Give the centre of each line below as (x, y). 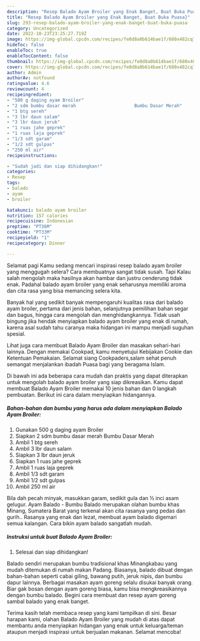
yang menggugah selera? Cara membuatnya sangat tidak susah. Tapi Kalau (99, 272)
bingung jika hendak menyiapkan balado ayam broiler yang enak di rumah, (98, 321)
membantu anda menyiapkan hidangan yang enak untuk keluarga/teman (95, 626)
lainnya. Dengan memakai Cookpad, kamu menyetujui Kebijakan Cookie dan (100, 351)
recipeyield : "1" (28, 238)
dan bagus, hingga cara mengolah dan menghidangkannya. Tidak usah (93, 315)
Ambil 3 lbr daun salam (43, 448)
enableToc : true (27, 51)
